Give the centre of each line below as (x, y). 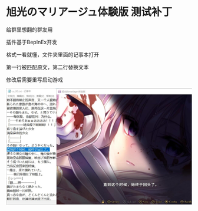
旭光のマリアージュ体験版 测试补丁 (89, 12)
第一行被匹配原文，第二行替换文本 (47, 67)
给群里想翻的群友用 (29, 29)
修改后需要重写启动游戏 (34, 80)
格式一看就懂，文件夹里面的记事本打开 (52, 54)
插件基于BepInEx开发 (32, 42)
